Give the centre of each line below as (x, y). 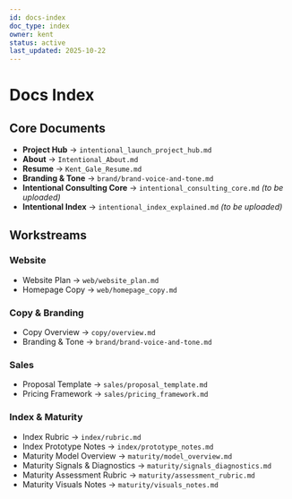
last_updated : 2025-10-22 (57, 51)
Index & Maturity (46, 417)
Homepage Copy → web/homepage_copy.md (99, 289)
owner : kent (31, 34)
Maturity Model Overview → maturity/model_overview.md (127, 456)
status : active (38, 43)
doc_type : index (39, 26)
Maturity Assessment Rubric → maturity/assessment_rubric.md (138, 475)
